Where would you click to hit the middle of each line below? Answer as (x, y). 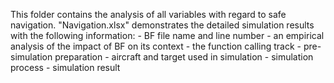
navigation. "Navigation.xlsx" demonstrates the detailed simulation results (162, 25)
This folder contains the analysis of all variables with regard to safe (148, 14)
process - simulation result (65, 67)
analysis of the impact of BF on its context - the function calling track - (156, 46)
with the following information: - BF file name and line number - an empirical (167, 35)
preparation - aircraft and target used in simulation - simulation (184, 57)
